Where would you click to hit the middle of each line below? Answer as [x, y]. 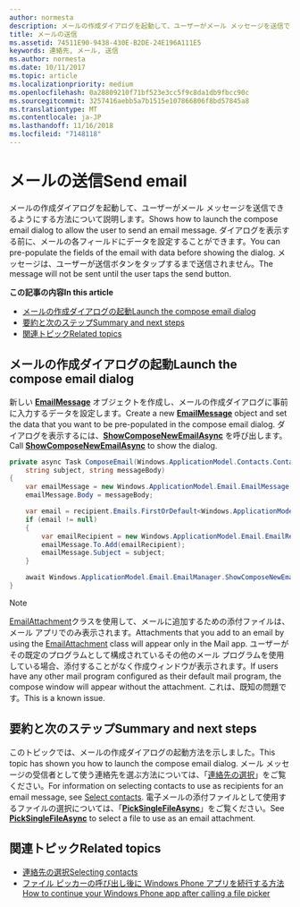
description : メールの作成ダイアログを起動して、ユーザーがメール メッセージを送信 [146, 26]
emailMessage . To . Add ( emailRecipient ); [113, 544]
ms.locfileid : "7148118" [55, 134]
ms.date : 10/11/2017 [48, 68]
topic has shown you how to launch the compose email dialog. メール [137, 763]
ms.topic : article [43, 76]
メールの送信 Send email [98, 181]
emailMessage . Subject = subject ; [104, 553]
